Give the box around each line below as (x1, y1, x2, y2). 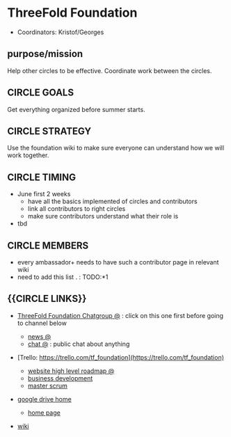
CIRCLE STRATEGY (7, 125, 92, 137)
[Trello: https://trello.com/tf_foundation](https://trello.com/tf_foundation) (17, 353, 225, 361)
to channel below (17, 319, 67, 327)
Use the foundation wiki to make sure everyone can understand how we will (7, 144, 225, 152)
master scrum (27, 381, 68, 390)
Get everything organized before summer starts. (7, 105, 145, 113)
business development (27, 374, 93, 382)
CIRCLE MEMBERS (7, 239, 89, 251)
